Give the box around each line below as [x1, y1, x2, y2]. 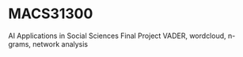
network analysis [32, 39, 89, 48]
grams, [8, 39, 32, 48]
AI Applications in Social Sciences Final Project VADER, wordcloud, [8, 31, 227, 40]
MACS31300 [8, 5, 93, 23]
